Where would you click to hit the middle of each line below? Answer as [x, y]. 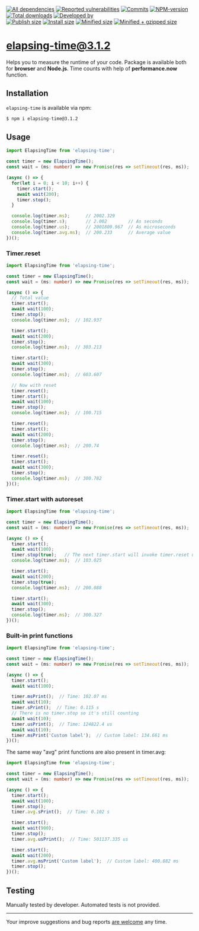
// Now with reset [34, 385]
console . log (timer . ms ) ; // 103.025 [57, 561]
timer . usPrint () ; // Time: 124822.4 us [62, 724]
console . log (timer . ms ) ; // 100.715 [57, 413]
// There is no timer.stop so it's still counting [75, 713]
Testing [20, 890]
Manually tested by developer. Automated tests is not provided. [83, 905]
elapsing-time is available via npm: [49, 107]
